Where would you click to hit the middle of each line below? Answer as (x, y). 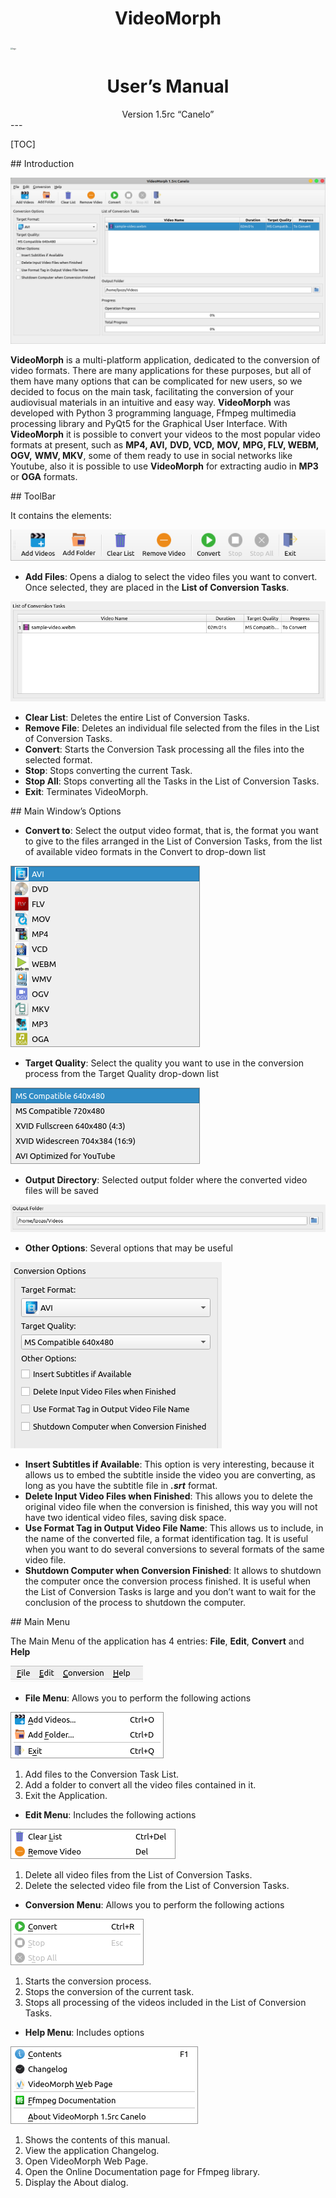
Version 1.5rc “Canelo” (168, 114)
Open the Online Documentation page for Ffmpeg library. (142, 2172)
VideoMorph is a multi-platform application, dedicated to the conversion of (165, 359)
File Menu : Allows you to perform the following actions (138, 1698)
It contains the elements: (61, 515)
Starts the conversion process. (88, 1981)
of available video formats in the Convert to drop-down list (145, 851)
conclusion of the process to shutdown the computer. (135, 1603)
